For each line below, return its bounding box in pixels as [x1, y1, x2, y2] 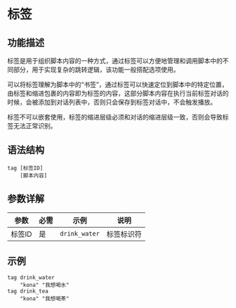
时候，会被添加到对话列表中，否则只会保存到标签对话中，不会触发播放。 [7, 98, 216, 106]
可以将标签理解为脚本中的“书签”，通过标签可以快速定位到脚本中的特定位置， [7, 80, 228, 89]
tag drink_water [7, 274, 55, 281]
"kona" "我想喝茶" [20, 295, 70, 302]
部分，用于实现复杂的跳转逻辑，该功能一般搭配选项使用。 [13, 65, 180, 74]
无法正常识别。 [13, 122, 57, 130]
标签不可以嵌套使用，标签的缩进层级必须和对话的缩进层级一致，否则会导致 [7, 113, 223, 121]
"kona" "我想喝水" [20, 282, 70, 289]
